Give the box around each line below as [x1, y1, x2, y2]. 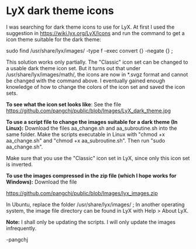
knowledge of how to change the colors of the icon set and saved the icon [6, 83, 185, 90]
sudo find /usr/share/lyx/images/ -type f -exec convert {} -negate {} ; [6, 47, 173, 54]
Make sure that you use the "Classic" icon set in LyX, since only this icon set [6, 154, 190, 161]
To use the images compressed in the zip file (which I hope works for [6, 172, 177, 179]
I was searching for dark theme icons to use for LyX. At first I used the [6, 23, 175, 30]
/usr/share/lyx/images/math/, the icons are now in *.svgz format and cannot [6, 71, 188, 78]
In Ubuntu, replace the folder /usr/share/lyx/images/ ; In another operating [6, 200, 185, 208]
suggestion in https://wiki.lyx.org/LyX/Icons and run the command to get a [6, 29, 185, 36]
